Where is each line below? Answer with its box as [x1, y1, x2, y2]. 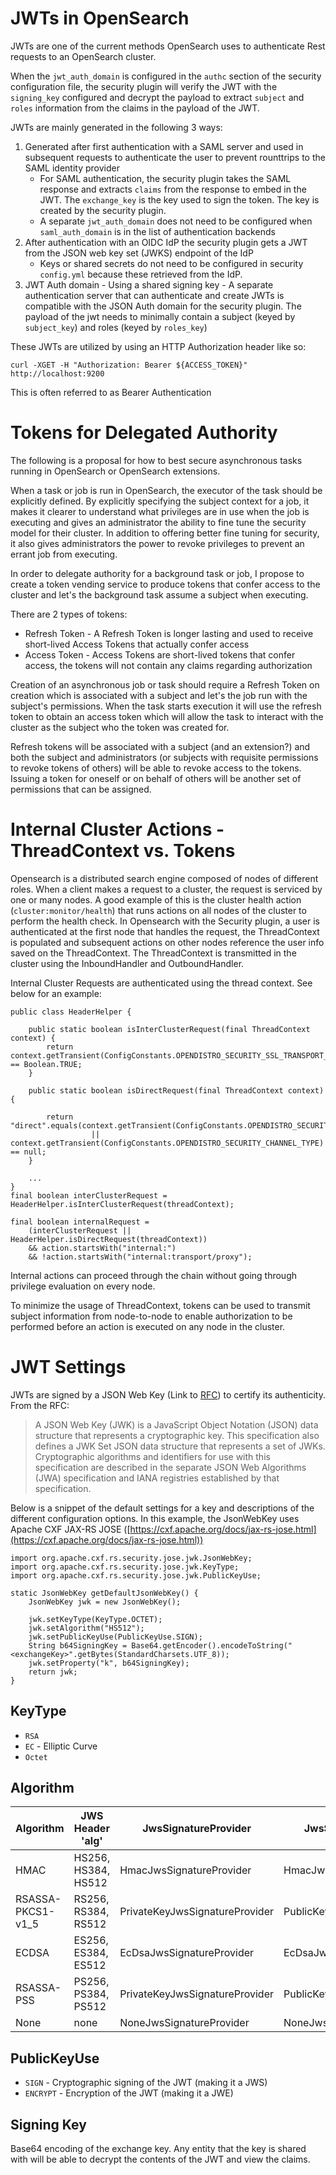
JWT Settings [10, 1356, 127, 1378]
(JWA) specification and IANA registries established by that [34, 1472, 280, 1484]
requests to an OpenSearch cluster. [10, 50, 157, 62]
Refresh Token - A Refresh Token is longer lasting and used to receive [24, 627, 314, 639]
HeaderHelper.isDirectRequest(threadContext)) [10, 1234, 208, 1244]
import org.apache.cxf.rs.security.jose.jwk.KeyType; [10, 1562, 240, 1572]
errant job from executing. [10, 548, 118, 560]
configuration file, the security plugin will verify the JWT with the [10, 80, 278, 92]
